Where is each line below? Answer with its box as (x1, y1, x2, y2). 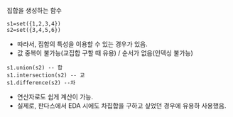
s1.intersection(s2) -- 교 (6, 72, 85, 79)
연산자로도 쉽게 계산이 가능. (16, 93, 94, 101)
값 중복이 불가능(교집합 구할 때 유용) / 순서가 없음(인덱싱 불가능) (16, 49, 193, 57)
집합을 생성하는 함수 (6, 6, 62, 14)
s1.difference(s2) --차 (6, 79, 76, 87)
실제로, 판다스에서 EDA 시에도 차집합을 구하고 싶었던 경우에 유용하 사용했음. (16, 101, 227, 110)
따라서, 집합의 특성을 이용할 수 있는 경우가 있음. (16, 40, 148, 48)
